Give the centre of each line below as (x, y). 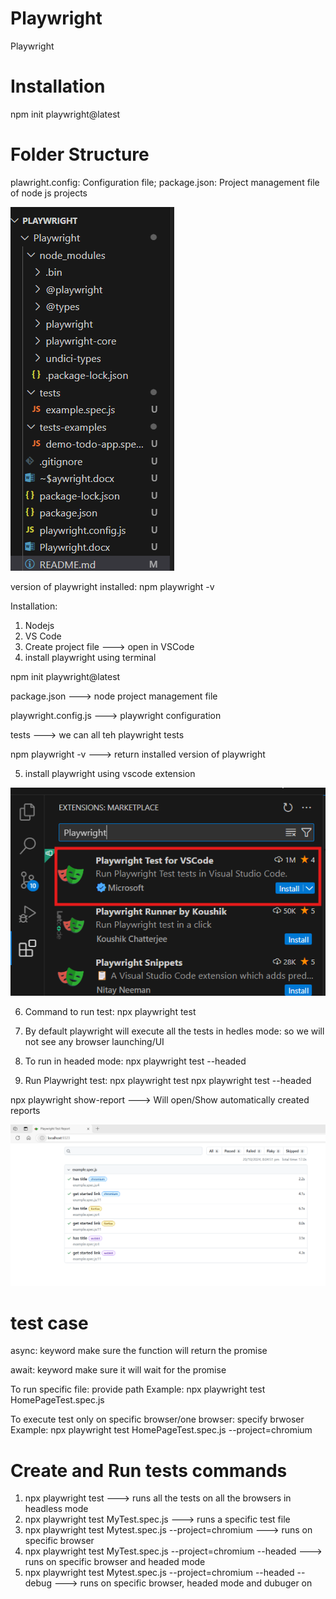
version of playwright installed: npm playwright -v (112, 586)
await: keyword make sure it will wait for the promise (118, 1370)
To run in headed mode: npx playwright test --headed (135, 1061)
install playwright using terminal (90, 657)
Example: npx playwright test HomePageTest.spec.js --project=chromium (161, 1430)
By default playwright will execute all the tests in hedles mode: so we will (174, 1031)
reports (25, 1111)
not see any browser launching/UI (94, 1042)
